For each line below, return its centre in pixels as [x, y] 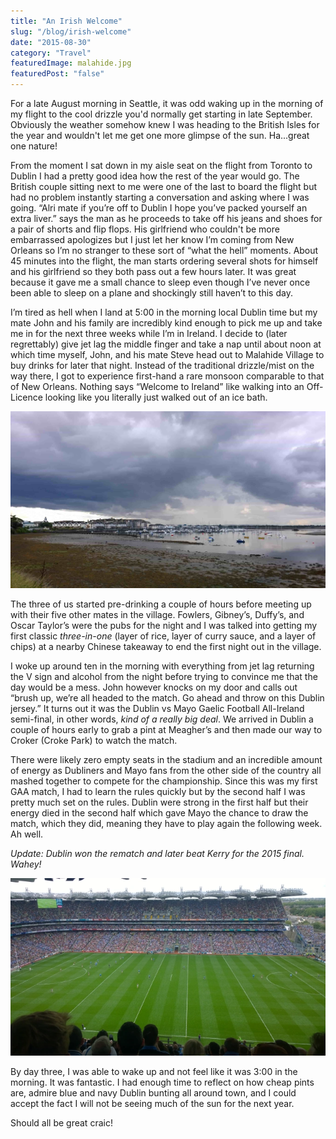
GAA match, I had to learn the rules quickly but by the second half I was [158, 791]
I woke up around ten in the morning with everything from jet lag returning [162, 666]
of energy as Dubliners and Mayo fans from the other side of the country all [166, 770]
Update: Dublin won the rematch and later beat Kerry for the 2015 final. [157, 853]
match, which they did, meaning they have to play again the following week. [166, 823]
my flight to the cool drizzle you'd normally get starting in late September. [161, 114]
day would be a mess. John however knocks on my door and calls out [154, 687]
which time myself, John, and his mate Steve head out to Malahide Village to [167, 354]
